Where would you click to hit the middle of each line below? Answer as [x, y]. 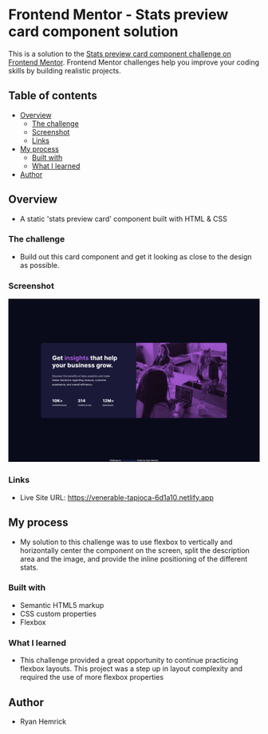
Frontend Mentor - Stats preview [118, 15]
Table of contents [53, 96]
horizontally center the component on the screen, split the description [134, 550]
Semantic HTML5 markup [62, 605]
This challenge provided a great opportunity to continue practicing [129, 661]
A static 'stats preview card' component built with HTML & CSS [123, 219]
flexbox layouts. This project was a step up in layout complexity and [131, 669]
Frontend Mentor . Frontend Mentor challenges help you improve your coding [134, 62]
